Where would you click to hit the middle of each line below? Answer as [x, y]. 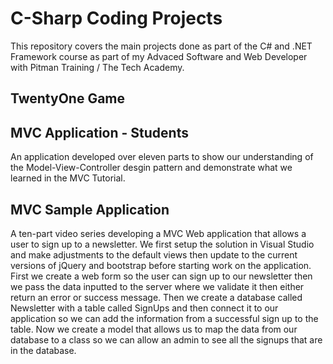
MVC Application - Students [99, 132]
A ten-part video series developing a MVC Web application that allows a [158, 233]
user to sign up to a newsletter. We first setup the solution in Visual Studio [162, 244]
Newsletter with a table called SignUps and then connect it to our [144, 308]
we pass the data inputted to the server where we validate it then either [157, 286]
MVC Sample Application [90, 209]
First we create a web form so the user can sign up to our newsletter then [161, 276]
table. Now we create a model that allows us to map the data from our [154, 329]
